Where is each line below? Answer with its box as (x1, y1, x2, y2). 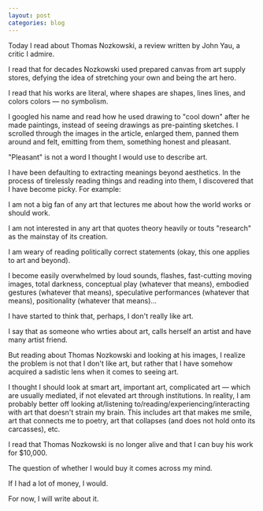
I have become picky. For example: (8, 184, 121, 194)
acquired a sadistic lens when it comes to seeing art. (8, 366, 180, 376)
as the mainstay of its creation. (8, 231, 108, 241)
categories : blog (8, 19, 65, 27)
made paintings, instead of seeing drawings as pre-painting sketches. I (8, 120, 239, 130)
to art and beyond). (8, 255, 71, 265)
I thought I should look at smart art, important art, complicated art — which (8, 382, 250, 392)
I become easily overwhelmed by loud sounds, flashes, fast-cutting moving (8, 270, 252, 280)
